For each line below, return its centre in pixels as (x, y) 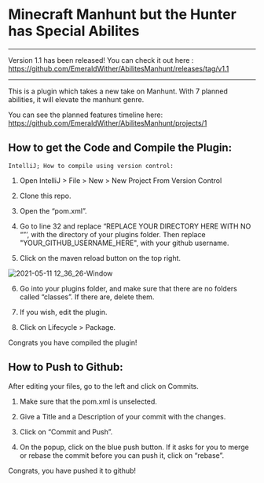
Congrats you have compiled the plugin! (73, 342)
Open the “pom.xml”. (53, 210)
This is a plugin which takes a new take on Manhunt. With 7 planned (118, 91)
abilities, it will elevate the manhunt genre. (76, 99)
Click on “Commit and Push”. (66, 432)
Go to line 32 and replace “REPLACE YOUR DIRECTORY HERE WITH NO (135, 226)
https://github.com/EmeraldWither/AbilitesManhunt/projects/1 (108, 123)
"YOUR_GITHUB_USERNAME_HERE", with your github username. (124, 243)
